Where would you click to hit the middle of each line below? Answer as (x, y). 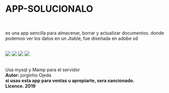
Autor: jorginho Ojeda (28, 75)
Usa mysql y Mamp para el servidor (43, 69)
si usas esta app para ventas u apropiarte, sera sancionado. (70, 80)
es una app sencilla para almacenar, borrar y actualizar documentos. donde (85, 33)
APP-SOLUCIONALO (49, 9)
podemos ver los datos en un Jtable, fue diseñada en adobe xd (72, 38)
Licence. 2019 (20, 86)
